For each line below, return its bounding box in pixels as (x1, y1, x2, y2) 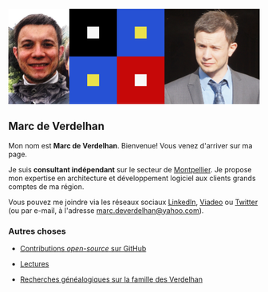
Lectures (19, 258, 49, 268)
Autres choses (8, 225, 66, 236)
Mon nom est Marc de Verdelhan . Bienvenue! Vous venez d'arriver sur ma (8, 140, 253, 150)
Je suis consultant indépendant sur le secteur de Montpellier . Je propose (8, 164, 252, 174)
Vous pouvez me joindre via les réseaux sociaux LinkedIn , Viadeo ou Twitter (8, 197, 258, 207)
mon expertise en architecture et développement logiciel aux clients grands (8, 173, 257, 183)
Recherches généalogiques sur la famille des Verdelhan (19, 274, 203, 284)
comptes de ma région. (8, 181, 85, 191)
